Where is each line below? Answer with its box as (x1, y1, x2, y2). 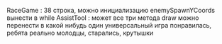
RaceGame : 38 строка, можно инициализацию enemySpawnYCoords (6, 6, 216, 14)
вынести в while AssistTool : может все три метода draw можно (6, 13, 199, 22)
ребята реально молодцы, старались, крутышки (6, 28, 154, 37)
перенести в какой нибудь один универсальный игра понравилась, (6, 21, 212, 29)
